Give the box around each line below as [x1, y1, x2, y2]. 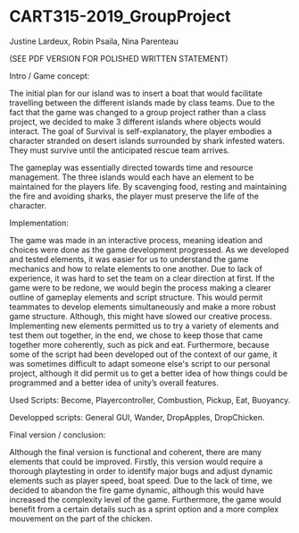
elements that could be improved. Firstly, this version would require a [9, 456, 263, 467]
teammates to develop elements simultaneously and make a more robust [9, 301, 277, 312]
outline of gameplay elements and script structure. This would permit [9, 292, 263, 302]
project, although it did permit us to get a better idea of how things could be [9, 368, 288, 378]
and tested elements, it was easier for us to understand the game [9, 253, 249, 265]
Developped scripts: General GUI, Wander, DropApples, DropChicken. [9, 411, 265, 422]
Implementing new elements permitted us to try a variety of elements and [9, 320, 279, 331]
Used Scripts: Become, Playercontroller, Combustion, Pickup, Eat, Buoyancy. [9, 394, 291, 405]
